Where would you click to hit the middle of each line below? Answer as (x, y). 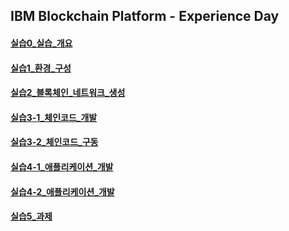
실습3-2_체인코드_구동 (54, 142)
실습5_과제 (31, 216)
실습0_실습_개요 (41, 43)
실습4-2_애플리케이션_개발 (62, 191)
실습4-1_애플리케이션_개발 (62, 166)
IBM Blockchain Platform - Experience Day (145, 16)
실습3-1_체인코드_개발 (54, 117)
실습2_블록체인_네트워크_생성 (68, 93)
